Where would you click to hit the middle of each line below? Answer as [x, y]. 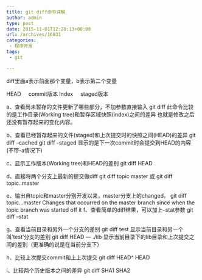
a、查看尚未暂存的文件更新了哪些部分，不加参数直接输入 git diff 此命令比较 [100, 107]
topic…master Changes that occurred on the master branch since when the [101, 203]
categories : [21, 40]
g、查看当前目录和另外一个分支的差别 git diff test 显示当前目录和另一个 [95, 229]
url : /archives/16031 [34, 35]
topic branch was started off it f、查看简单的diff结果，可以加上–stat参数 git [100, 210]
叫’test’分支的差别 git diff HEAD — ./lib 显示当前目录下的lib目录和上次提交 [98, 237]
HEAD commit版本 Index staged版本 [57, 94]
